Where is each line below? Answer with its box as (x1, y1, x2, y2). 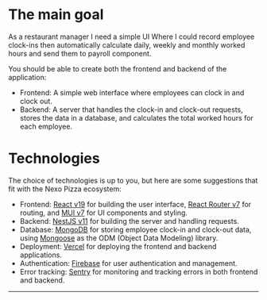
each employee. (19, 121, 73, 131)
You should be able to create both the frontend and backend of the (8, 63, 227, 73)
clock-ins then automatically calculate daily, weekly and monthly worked (8, 40, 246, 49)
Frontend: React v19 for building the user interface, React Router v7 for (19, 199, 252, 209)
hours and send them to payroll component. (8, 48, 152, 58)
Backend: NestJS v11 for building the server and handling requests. (19, 216, 240, 225)
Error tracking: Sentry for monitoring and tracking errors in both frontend (19, 267, 258, 276)
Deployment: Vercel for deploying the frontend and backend (19, 241, 217, 251)
